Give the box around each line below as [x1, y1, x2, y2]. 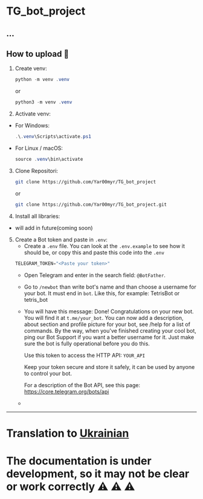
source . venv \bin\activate [14, 156, 83, 163]
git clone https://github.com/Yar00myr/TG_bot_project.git [14, 201, 167, 207]
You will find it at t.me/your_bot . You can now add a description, [24, 314, 184, 321]
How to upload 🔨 [6, 48, 69, 59]
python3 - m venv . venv [14, 99, 72, 105]
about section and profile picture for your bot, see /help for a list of [24, 321, 190, 328]
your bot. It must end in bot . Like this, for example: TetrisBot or [24, 289, 180, 297]
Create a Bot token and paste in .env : [14, 236, 108, 243]
